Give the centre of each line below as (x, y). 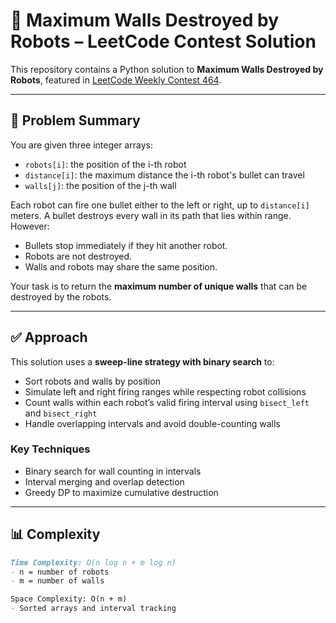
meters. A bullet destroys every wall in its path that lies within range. (151, 215)
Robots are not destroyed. (78, 256)
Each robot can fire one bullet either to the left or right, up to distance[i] (160, 205)
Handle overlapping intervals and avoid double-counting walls (152, 423)
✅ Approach (49, 337)
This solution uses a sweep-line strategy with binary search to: (142, 361)
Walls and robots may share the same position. (121, 266)
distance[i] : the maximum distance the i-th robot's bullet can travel (164, 175)
